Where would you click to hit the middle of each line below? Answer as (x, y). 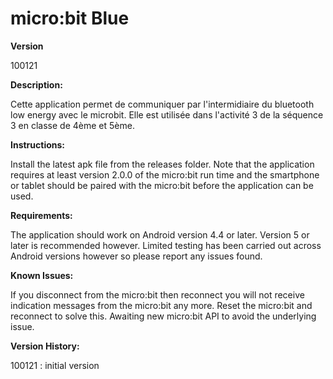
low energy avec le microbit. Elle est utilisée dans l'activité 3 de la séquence (167, 114)
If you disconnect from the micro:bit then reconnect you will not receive (157, 294)
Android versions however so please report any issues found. (136, 256)
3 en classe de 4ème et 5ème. (72, 125)
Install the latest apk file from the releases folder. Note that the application (162, 164)
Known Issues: (42, 275)
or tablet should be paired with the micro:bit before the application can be (162, 185)
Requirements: (41, 215)
